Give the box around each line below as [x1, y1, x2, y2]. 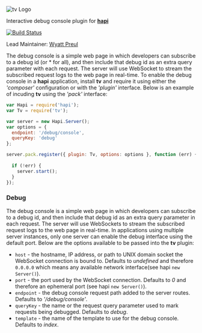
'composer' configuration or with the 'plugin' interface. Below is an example [6, 84, 194, 91]
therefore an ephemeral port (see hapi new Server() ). [14, 283, 147, 290]
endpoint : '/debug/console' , [11, 130, 85, 136]
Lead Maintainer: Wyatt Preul [6, 41, 78, 47]
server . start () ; [17, 168, 58, 174]
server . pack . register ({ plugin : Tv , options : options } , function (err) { [6, 152, 198, 158]
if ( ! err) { [11, 163, 42, 169]
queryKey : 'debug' [11, 135, 58, 141]
